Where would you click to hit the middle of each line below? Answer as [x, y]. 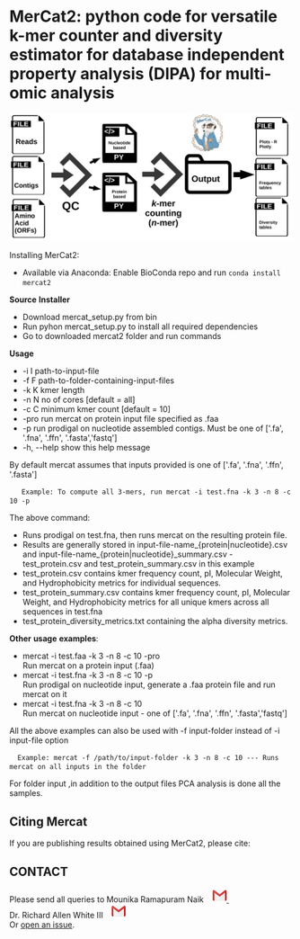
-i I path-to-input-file [61, 371]
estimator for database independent [147, 55]
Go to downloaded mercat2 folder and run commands [122, 336]
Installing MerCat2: [44, 255]
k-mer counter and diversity [116, 36]
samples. [26, 793]
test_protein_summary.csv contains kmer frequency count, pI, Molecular [156, 593]
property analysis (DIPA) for [116, 74]
